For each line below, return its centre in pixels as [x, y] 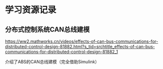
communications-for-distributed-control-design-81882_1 [62, 52]
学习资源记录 [31, 10]
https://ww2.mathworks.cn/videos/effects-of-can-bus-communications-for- [81, 41]
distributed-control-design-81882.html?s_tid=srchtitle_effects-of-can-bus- [80, 46]
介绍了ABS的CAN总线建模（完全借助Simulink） [52, 62]
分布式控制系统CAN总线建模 [47, 29]
